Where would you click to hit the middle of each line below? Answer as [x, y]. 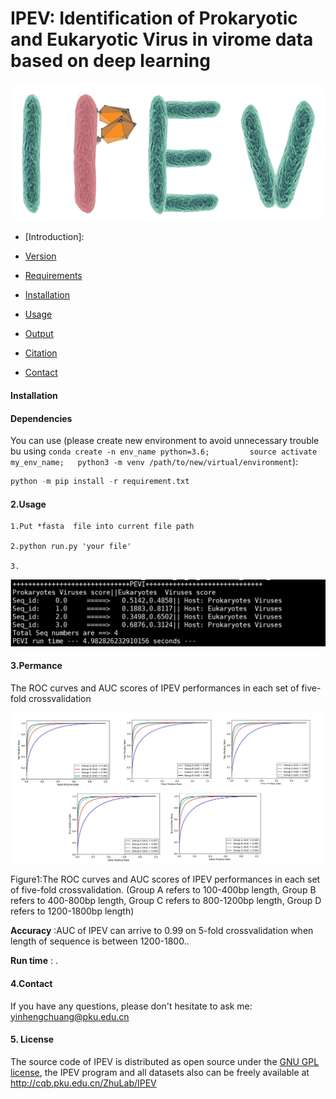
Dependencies [41, 418]
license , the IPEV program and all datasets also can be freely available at [160, 1072]
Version [40, 256]
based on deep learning [110, 61]
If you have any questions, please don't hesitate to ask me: [131, 1006]
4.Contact [31, 984]
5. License [32, 1039]
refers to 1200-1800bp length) [72, 911]
